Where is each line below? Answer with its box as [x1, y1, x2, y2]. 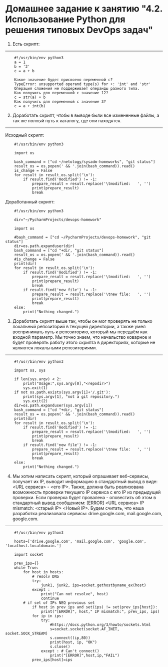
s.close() [49, 644, 70, 649]
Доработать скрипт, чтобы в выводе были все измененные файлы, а [12, 112, 159, 118]
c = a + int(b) [14, 103, 46, 108]
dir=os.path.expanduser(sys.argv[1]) [14, 403, 93, 408]
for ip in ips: [31, 613, 64, 618]
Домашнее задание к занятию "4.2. [5, 3, 162, 15]
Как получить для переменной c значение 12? [14, 90, 108, 95]
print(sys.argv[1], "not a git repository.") [23, 394, 120, 399]
